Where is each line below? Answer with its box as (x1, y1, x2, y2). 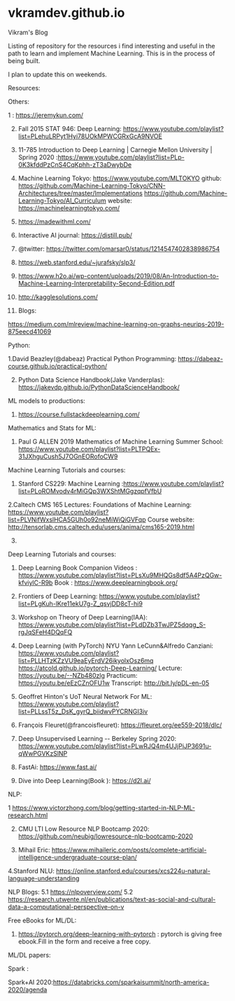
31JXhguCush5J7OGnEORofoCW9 (17, 452, 118, 461)
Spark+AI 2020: (8, 978, 54, 986)
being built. (8, 56, 41, 64)
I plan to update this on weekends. (8, 70, 107, 79)
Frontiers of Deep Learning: (17, 592, 98, 600)
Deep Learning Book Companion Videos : (17, 563, 138, 572)
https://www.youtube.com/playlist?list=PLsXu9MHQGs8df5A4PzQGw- (17, 571, 222, 579)
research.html (8, 811, 48, 819)
